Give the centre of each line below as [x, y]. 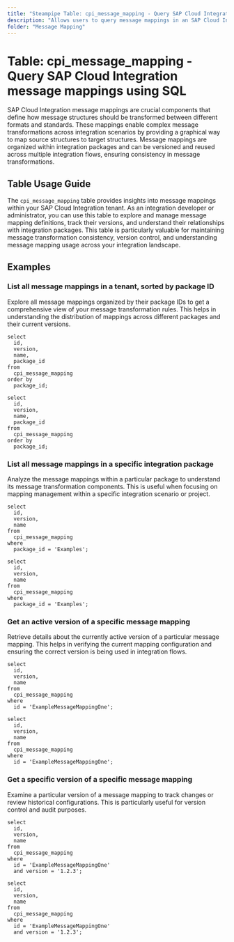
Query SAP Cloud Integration [93, 76]
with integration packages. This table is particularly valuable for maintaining [116, 230]
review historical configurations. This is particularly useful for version [107, 802]
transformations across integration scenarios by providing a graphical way [114, 132]
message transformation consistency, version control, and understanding [112, 238]
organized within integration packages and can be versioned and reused [111, 147]
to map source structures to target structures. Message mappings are [107, 139]
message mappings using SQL [97, 91]
